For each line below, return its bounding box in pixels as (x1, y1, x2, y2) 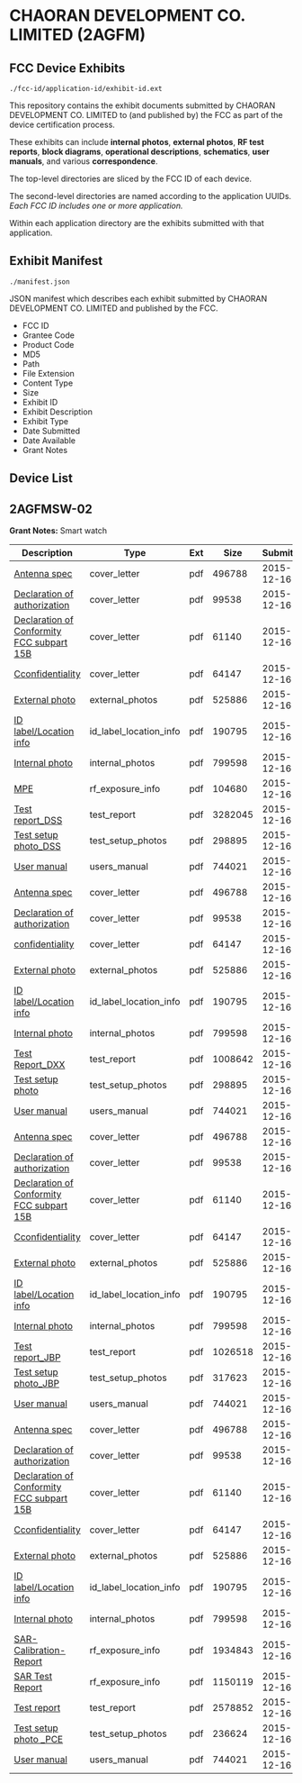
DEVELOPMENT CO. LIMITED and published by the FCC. (9, 303, 218, 314)
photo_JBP (13, 1378, 60, 1390)
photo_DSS (13, 840, 61, 852)
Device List (9, 470, 74, 487)
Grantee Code (22, 330, 75, 341)
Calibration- (13, 1644, 66, 1657)
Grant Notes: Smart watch (9, 525, 108, 536)
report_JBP (13, 1351, 61, 1364)
